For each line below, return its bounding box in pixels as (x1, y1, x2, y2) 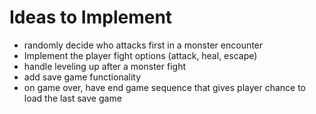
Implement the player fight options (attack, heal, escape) (23, 49, 258, 61)
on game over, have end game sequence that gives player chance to (23, 81, 306, 93)
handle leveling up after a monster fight (23, 60, 186, 72)
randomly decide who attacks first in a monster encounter (23, 39, 264, 51)
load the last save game (23, 92, 122, 104)
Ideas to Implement (9, 6, 173, 29)
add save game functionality (23, 71, 142, 83)
